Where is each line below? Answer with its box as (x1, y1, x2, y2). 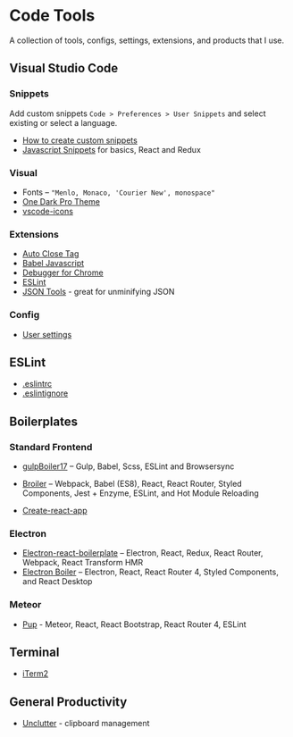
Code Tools (9, 5, 96, 26)
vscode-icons (21, 205, 74, 216)
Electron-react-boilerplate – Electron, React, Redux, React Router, (21, 548, 264, 558)
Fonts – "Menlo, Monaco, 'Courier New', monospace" (21, 187, 216, 197)
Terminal (9, 645, 60, 659)
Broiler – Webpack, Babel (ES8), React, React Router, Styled (21, 479, 243, 490)
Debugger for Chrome (21, 267, 105, 278)
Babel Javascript (21, 258, 85, 269)
